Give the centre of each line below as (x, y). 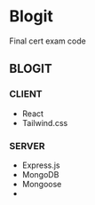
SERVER (27, 146)
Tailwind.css (45, 122)
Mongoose (42, 184)
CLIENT (26, 94)
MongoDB (40, 174)
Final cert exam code (47, 41)
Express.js (41, 165)
